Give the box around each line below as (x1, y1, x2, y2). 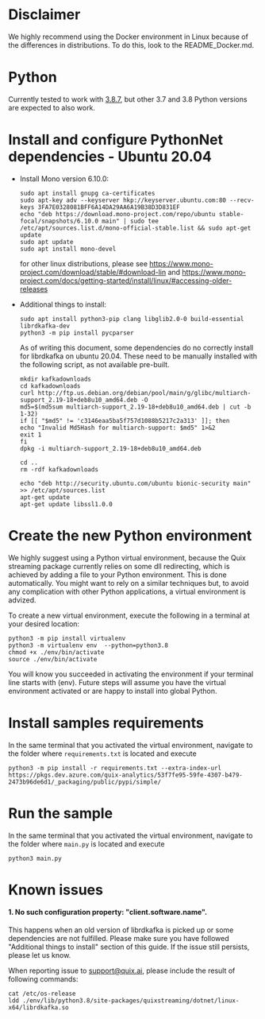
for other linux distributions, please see (19, 258, 148, 268)
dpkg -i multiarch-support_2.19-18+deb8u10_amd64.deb (19, 444, 202, 452)
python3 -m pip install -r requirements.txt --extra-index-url (8, 764, 222, 772)
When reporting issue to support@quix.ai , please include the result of (8, 966, 236, 975)
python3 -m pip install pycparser (19, 328, 134, 337)
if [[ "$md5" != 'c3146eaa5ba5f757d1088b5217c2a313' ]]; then (19, 417, 230, 424)
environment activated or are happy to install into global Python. (8, 686, 217, 695)
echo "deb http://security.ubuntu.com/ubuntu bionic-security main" (19, 479, 252, 487)
